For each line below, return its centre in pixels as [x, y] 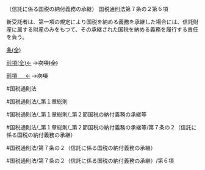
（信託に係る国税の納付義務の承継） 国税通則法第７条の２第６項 [87, 9]
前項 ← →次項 [27, 76]
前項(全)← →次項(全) [32, 63]
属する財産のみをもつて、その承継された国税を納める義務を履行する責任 [107, 29]
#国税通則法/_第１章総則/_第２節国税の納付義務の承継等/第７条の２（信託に [102, 127]
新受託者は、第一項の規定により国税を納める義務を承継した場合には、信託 [100, 22]
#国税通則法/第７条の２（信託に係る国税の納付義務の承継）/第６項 [90, 161]
